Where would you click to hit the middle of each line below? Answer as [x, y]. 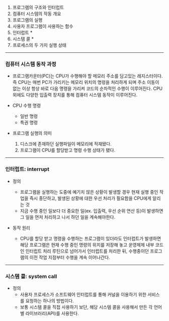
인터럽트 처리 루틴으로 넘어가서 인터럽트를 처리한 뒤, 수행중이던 [87, 251]
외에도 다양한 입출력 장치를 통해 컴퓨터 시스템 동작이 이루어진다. [75, 95]
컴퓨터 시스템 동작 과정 [31, 64]
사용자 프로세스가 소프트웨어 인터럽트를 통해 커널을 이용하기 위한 [83, 294]
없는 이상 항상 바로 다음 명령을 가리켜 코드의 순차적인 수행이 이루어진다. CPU [88, 89]
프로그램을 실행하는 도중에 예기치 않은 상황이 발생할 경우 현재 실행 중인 [89, 192]
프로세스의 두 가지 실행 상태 [39, 45]
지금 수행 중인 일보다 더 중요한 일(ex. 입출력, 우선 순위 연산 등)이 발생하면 [92, 211]
